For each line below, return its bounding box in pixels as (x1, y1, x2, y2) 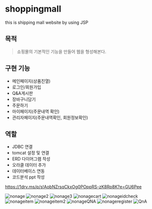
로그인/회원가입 (12, 84, 42, 90)
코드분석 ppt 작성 (12, 174, 45, 180)
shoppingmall (5, 3, 61, 15)
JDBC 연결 (12, 144, 33, 150)
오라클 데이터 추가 (12, 162, 46, 168)
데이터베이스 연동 (12, 168, 45, 174)
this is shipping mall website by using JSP (5, 19, 89, 25)
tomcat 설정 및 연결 (12, 150, 49, 156)
